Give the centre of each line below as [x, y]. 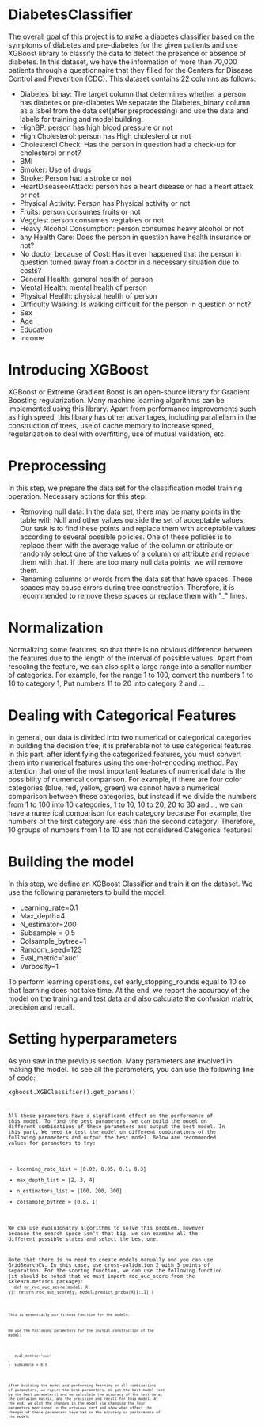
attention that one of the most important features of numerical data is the [127, 770]
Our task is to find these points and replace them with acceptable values [137, 528]
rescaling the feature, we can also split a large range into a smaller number [130, 666]
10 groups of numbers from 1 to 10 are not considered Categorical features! [131, 830]
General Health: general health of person [86, 279]
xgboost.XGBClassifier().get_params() [72, 1092]
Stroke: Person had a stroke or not [76, 178]
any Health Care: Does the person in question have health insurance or [135, 237]
